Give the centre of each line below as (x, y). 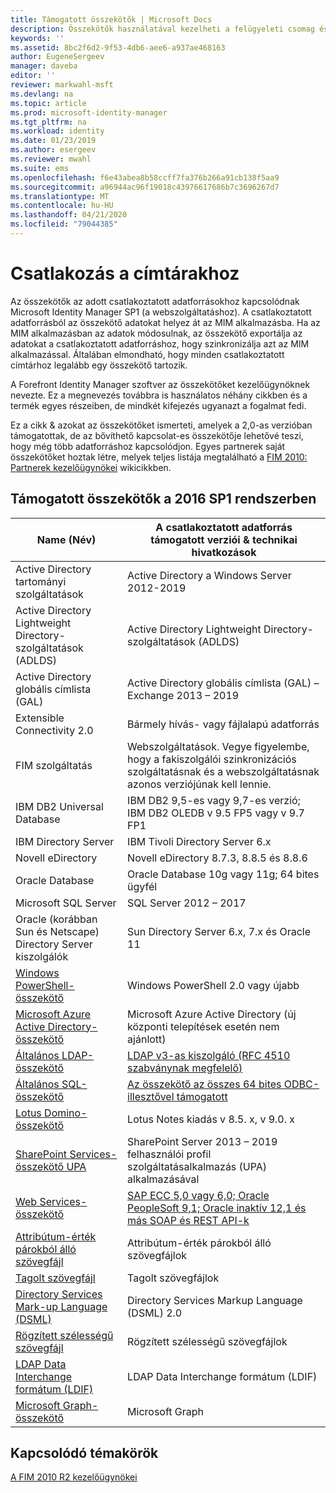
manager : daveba (44, 66)
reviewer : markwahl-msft (62, 85)
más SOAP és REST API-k (188, 1220)
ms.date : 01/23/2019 (53, 141)
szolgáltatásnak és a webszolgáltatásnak (223, 771)
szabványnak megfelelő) (185, 1068)
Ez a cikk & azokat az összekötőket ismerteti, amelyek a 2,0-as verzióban (161, 425)
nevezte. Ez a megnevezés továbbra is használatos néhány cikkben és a (159, 395)
